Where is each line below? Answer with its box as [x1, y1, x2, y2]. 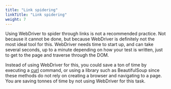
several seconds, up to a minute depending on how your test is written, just [5, 47, 163, 53]
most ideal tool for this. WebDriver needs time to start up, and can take [5, 41, 154, 48]
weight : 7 [5, 17, 26, 22]
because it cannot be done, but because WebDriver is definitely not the [5, 36, 155, 42]
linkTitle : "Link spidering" [5, 12, 67, 17]
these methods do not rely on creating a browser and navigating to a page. [5, 73, 162, 79]
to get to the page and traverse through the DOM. [5, 52, 109, 58]
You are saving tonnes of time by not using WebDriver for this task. [5, 78, 146, 84]
